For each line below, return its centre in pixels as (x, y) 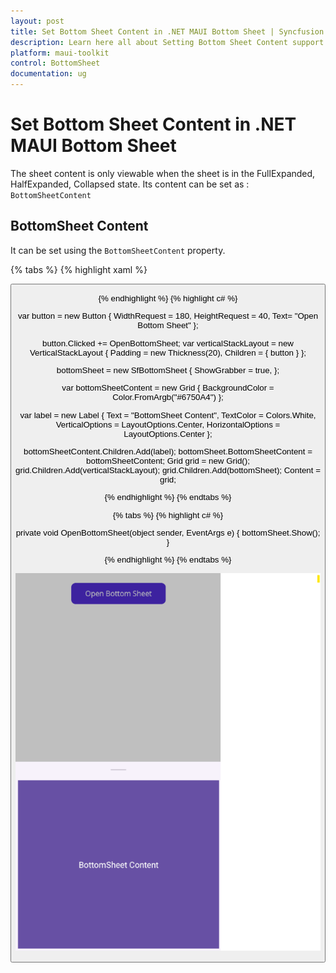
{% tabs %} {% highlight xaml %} (79, 269)
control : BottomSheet (55, 63)
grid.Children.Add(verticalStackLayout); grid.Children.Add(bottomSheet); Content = (168, 470)
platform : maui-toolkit (60, 53)
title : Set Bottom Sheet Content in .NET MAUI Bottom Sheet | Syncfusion (167, 31)
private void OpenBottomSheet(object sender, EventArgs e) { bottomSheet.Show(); (168, 533)
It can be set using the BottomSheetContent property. (118, 250)
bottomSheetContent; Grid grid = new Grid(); (168, 461)
